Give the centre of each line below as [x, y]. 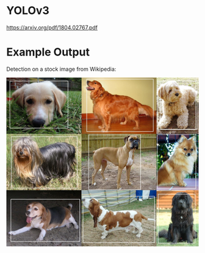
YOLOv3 [28, 11]
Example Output [48, 52]
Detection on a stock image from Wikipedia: [61, 69]
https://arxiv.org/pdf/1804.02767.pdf [52, 27]
